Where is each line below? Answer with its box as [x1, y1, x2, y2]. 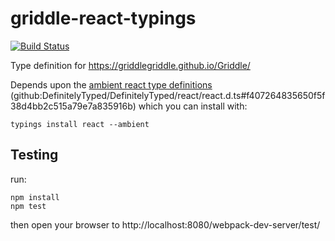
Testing [10, 147, 59, 164]
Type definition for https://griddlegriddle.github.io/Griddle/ [10, 59, 251, 71]
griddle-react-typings [10, 7, 197, 30]
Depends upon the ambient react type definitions [10, 78, 213, 91]
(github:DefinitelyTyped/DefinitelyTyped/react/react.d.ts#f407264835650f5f [10, 89, 326, 101]
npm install [10, 192, 60, 202]
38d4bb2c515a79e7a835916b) [10, 100, 137, 112]
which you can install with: [138, 100, 248, 112]
